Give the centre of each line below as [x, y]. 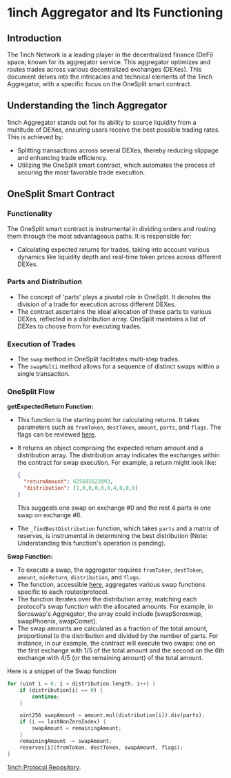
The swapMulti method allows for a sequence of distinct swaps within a [118, 366]
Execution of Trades [41, 344]
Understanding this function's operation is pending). [91, 543]
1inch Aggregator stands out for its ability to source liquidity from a [102, 122]
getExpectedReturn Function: [50, 407]
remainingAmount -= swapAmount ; [66, 741]
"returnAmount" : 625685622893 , [69, 482]
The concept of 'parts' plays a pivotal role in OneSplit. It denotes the [114, 297]
